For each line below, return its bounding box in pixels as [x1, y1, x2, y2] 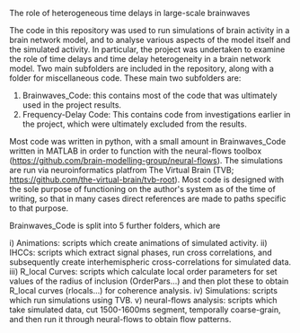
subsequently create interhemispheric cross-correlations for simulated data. [9, 257, 292, 267]
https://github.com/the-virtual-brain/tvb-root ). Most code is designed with [9, 174, 285, 185]
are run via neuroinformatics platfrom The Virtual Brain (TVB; [9, 165, 234, 175]
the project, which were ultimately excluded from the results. [22, 118, 247, 129]
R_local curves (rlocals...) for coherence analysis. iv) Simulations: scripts [9, 285, 278, 295]
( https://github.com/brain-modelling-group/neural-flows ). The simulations [9, 155, 283, 165]
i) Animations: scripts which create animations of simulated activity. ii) [9, 238, 268, 248]
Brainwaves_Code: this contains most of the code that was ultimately [22, 90, 278, 101]
